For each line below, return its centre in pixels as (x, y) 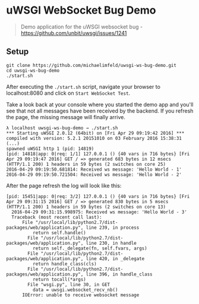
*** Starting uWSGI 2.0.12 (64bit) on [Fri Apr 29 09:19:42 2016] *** (95, 133)
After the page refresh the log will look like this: (64, 185)
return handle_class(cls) (64, 264)
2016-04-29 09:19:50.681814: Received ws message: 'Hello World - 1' (94, 169)
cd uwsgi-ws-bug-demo (33, 71)
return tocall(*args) (59, 279)
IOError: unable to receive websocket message (80, 295)
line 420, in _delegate (115, 258)
